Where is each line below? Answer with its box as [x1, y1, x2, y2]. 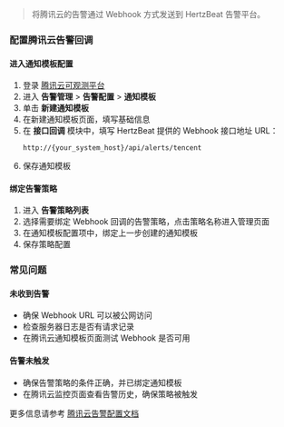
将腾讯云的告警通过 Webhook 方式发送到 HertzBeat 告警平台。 [31, 9, 266, 19]
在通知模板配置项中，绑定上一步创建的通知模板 [22, 227, 198, 239]
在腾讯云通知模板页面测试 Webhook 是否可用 [22, 333, 191, 343]
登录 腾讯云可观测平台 [22, 80, 105, 91]
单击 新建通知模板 [22, 103, 89, 114]
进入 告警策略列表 [22, 204, 89, 216]
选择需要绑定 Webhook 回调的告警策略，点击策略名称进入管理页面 [22, 216, 270, 227]
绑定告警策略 [9, 183, 57, 194]
